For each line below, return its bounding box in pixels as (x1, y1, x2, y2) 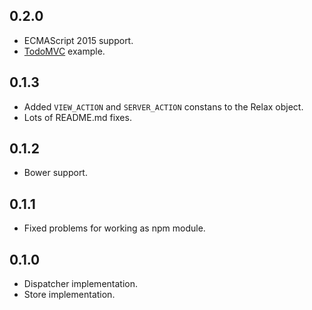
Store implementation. (23, 289, 116, 301)
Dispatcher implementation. (23, 278, 138, 290)
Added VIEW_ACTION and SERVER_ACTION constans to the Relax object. (23, 100, 304, 113)
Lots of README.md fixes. (23, 111, 132, 123)
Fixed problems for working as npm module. (23, 222, 206, 234)
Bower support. (23, 167, 88, 179)
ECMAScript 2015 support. (23, 34, 134, 46)
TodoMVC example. (23, 45, 106, 57)
